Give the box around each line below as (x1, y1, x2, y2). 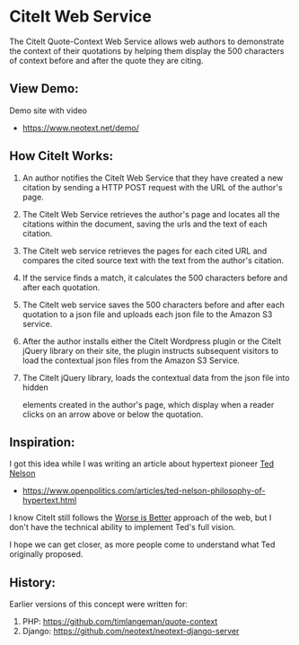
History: (9, 575, 57, 590)
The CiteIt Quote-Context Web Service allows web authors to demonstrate (9, 36, 285, 47)
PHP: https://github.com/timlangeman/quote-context (22, 616, 218, 627)
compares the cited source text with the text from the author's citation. (22, 254, 285, 266)
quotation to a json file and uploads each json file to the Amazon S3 (22, 308, 273, 320)
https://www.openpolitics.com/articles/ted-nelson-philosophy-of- (22, 485, 267, 496)
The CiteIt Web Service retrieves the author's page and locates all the (22, 208, 280, 219)
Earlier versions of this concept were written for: (9, 599, 189, 610)
